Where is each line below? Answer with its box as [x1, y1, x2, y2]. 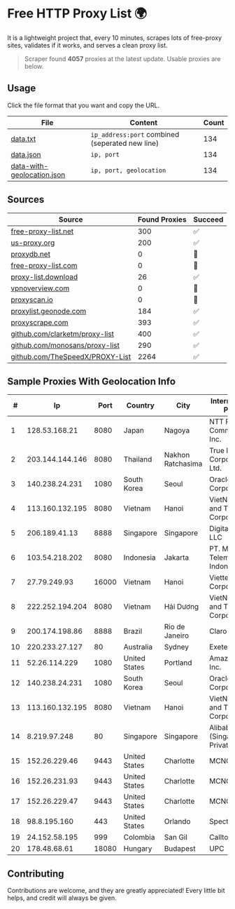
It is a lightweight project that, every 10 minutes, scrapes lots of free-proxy [7, 33, 222, 42]
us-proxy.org [10, 238, 55, 248]
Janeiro [164, 631, 190, 640]
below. [24, 62, 44, 70]
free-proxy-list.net [10, 226, 74, 236]
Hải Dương [164, 602, 199, 612]
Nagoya [164, 426, 190, 436]
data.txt [10, 134, 36, 144]
